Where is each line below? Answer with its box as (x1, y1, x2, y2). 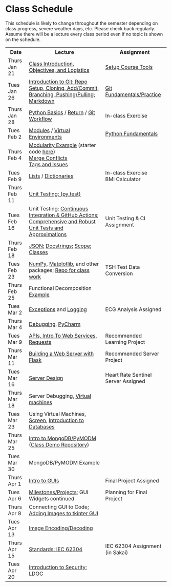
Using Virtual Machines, (29, 410, 86, 417)
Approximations (29, 230, 67, 238)
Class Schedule (5, 3, 73, 15)
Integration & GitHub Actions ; (29, 211, 99, 219)
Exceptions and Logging (29, 306, 87, 313)
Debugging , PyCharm (29, 320, 81, 327)
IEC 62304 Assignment (105, 542, 162, 550)
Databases (29, 423, 55, 430)
